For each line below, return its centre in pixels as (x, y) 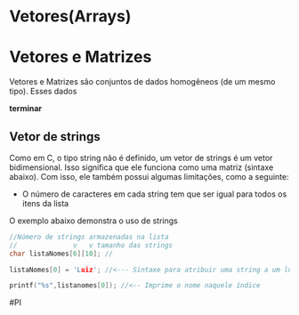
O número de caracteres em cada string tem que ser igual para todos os (154, 194)
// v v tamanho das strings (91, 245)
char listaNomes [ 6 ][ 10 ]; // (61, 254)
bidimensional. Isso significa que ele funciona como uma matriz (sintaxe (141, 167)
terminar (26, 109)
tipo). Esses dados (43, 92)
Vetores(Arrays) (70, 16)
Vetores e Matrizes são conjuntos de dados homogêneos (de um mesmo (142, 82)
